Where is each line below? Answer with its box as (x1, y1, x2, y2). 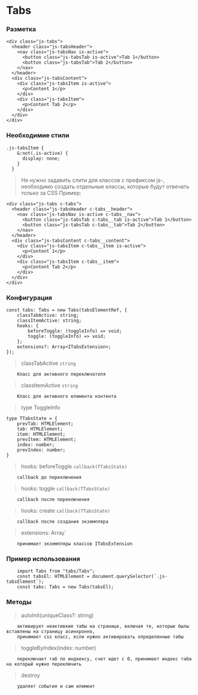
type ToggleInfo (20, 404, 61, 411)
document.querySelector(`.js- (92, 574, 168, 580)
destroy (20, 672, 40, 679)
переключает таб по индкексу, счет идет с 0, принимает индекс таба (17, 655, 192, 662)
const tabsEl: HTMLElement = (17, 574, 90, 580)
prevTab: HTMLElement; (17, 421, 74, 427)
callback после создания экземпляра (17, 519, 109, 525)
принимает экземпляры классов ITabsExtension (17, 541, 133, 547)
